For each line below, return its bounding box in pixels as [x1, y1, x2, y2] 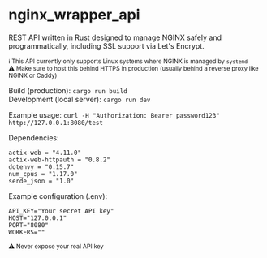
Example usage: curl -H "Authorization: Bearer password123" [8, 110, 221, 119]
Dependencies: [8, 132, 59, 143]
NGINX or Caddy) [8, 71, 58, 80]
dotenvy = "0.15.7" [8, 162, 75, 171]
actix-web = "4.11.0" [8, 148, 82, 157]
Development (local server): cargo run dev [8, 94, 151, 104]
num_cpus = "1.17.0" [8, 170, 79, 178]
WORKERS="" [8, 228, 45, 236]
